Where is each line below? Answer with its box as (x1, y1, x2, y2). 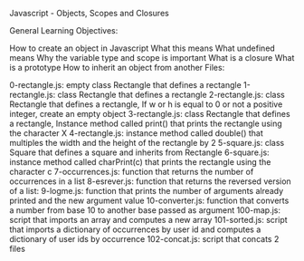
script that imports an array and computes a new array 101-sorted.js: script (9, 215, 288, 225)
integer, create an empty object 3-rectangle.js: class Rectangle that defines (9, 109, 291, 119)
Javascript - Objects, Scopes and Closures (9, 8, 169, 18)
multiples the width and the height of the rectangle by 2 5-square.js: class (9, 138, 285, 148)
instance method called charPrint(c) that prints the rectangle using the (9, 157, 271, 167)
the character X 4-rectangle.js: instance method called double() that (9, 128, 264, 139)
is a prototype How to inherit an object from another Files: (9, 63, 225, 72)
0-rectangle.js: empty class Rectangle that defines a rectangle (9, 80, 242, 90)
